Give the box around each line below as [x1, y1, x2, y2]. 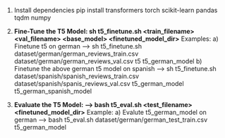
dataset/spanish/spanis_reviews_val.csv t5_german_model [13, 80, 185, 87]
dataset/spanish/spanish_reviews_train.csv [13, 72, 140, 80]
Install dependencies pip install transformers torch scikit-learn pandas [13, 6, 218, 14]
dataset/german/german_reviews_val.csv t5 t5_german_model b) [13, 57, 202, 65]
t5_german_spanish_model [13, 87, 92, 95]
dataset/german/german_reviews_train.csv [13, 49, 139, 58]
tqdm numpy [13, 13, 51, 22]
